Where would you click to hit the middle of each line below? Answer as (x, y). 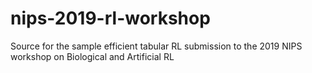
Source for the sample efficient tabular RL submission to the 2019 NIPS (156, 46)
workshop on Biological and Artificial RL (92, 56)
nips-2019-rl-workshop (110, 18)
